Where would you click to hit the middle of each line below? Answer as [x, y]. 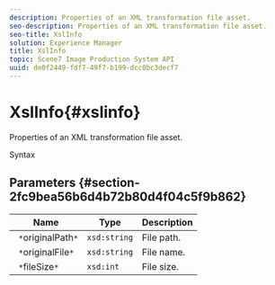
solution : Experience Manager [66, 43]
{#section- [109, 183]
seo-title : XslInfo [46, 34]
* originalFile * [46, 252]
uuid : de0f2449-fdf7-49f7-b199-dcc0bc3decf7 [94, 68]
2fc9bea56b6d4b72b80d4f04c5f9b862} [128, 197]
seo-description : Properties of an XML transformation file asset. [138, 26]
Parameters [43, 183]
